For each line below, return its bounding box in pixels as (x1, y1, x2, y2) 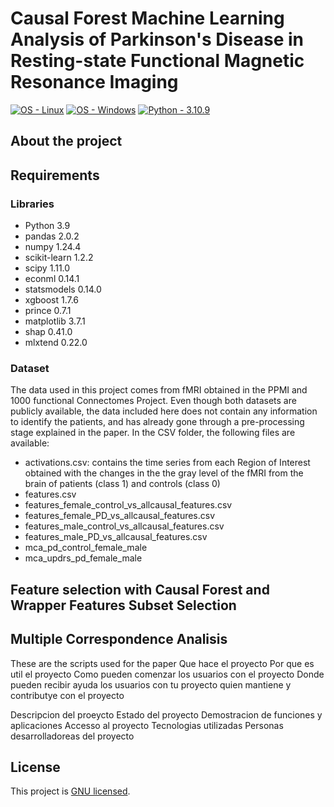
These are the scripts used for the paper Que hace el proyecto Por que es (10, 657, 315, 669)
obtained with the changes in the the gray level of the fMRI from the (24, 467, 304, 479)
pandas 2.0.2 (24, 230, 80, 242)
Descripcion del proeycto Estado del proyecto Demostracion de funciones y (10, 708, 323, 721)
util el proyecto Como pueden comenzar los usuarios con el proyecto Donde (10, 668, 325, 680)
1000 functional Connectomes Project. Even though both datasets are (10, 395, 297, 407)
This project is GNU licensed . (10, 785, 131, 797)
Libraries (10, 197, 55, 211)
